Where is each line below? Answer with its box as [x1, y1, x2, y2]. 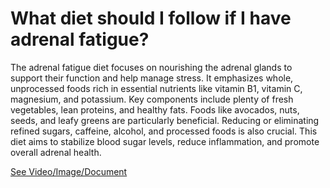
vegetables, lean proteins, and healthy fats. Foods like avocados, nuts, [10, 103, 300, 116]
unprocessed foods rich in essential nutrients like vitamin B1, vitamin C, [10, 82, 303, 94]
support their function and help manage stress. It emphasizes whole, [10, 72, 294, 84]
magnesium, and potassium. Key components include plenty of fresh [10, 93, 294, 105]
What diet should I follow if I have [10, 7, 292, 30]
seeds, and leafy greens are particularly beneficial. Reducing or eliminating [10, 114, 320, 126]
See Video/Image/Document [10, 165, 128, 177]
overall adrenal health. [10, 146, 102, 158]
